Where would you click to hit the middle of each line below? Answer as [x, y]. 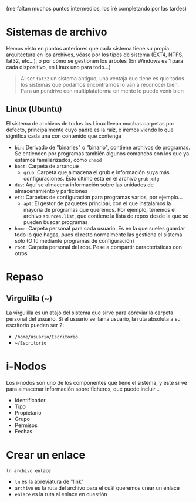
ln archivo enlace [28, 471]
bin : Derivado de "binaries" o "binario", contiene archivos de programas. [102, 147]
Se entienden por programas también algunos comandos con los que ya [102, 153]
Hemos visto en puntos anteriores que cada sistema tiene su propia [88, 48]
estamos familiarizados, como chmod [58, 160]
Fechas [23, 431]
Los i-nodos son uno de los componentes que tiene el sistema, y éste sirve [97, 382]
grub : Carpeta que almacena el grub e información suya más [96, 172]
